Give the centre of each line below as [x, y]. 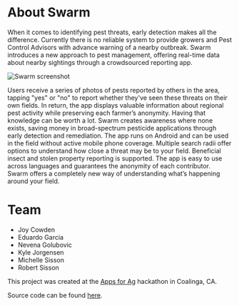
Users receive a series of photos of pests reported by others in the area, [113, 90]
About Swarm [49, 12]
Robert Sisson [38, 267]
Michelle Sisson [41, 260]
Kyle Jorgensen [41, 252]
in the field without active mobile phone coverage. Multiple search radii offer [119, 143]
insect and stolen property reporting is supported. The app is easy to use [115, 158]
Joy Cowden [36, 230]
